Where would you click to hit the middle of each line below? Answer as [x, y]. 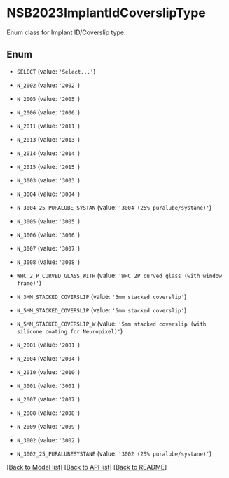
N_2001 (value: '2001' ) [48, 345]
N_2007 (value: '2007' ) [48, 399]
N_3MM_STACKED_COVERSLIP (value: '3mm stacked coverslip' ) [102, 296]
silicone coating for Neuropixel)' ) [70, 331]
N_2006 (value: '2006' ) [48, 112]
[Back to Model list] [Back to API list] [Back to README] [87, 467]
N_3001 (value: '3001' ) [48, 385]
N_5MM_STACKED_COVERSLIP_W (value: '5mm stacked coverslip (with [111, 324]
